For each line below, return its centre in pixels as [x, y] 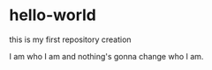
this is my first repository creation [70, 39]
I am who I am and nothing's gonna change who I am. [106, 56]
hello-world [53, 15]
